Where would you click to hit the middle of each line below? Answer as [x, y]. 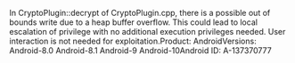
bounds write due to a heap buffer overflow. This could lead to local [134, 22]
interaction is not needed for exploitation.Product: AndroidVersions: [133, 41]
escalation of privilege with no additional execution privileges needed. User [147, 31]
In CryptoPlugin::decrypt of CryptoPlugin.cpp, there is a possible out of [140, 13]
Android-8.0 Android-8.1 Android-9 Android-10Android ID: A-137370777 [140, 51]
